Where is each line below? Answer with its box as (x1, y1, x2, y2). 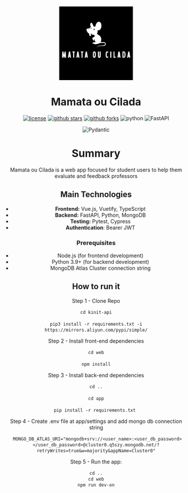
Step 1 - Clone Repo (71, 297, 121, 304)
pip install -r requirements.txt (54, 407, 136, 413)
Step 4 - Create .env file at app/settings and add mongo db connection (9, 418, 183, 425)
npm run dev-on (77, 482, 115, 488)
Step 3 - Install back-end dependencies (48, 372, 144, 379)
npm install (81, 361, 111, 367)
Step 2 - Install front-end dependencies (48, 337, 144, 345)
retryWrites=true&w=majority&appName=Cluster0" (36, 448, 156, 454)
